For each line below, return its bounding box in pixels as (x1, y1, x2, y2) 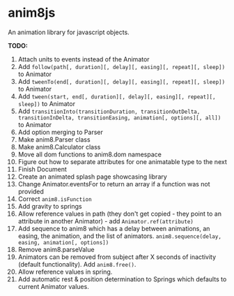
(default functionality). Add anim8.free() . (17, 260, 136, 268)
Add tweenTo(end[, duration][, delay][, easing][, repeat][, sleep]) (17, 77, 226, 85)
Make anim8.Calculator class (17, 142, 101, 151)
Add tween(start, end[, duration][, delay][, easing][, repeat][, (17, 92, 216, 101)
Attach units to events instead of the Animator (17, 54, 150, 64)
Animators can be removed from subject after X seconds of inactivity (17, 253, 217, 261)
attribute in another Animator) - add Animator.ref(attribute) (17, 216, 194, 225)
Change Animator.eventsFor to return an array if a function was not (17, 179, 211, 188)
